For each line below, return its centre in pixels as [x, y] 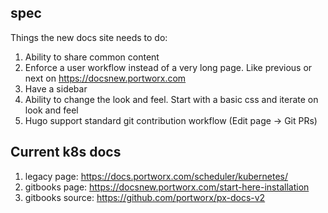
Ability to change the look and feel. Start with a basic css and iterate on [171, 99]
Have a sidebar [56, 88]
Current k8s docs [66, 152]
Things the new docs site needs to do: [89, 37]
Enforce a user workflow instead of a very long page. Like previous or [168, 67]
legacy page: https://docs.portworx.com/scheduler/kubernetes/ [156, 176]
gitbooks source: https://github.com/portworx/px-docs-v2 [145, 197]
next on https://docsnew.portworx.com [105, 78]
